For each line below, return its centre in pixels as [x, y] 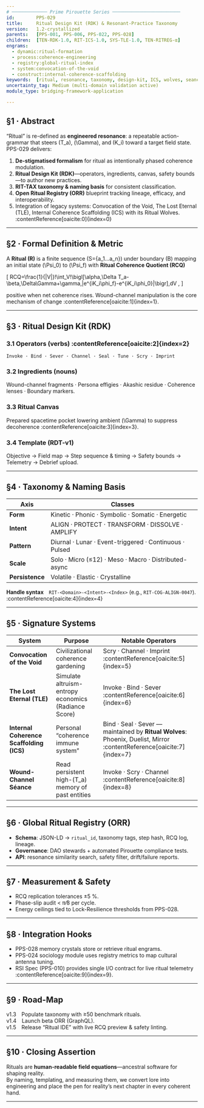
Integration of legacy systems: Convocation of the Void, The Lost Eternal [106, 206]
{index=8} [117, 787]
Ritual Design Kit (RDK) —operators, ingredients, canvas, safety [95, 174]
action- [170, 136]
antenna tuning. [35, 962]
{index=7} [117, 754]
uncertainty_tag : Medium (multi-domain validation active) [83, 86]
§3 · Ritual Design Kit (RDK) [59, 326]
